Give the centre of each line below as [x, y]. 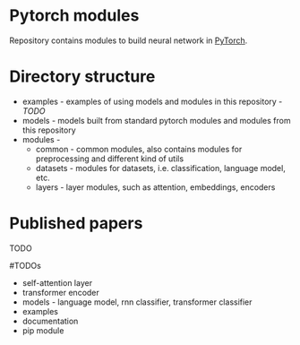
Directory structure [82, 77]
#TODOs [26, 265]
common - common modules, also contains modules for [139, 149]
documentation [50, 321]
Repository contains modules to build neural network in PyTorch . [129, 40]
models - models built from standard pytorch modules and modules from [156, 120]
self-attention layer [57, 282]
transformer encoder [61, 292]
